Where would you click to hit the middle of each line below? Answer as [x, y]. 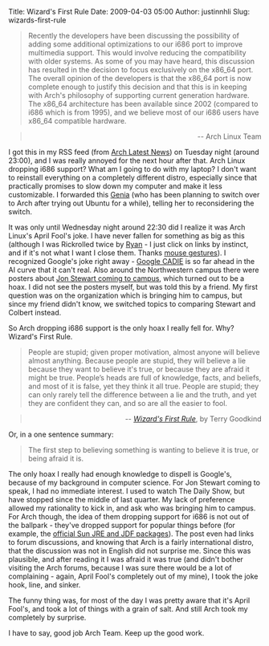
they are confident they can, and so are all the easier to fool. [127, 403]
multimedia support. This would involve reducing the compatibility [137, 53]
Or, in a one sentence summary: [61, 434]
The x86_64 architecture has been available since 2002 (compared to [143, 104]
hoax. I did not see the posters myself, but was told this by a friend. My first [133, 287]
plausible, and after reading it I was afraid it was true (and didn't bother [126, 559]
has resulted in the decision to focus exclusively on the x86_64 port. [141, 70]
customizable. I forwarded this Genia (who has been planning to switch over [134, 195]
